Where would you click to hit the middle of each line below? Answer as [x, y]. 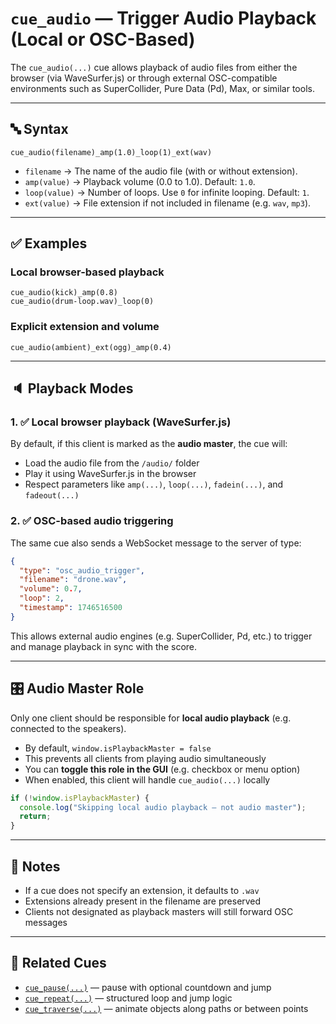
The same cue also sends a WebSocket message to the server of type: [156, 543]
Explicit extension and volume [85, 327]
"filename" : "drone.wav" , [73, 580]
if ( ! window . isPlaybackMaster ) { [80, 798]
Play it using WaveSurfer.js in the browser [110, 474]
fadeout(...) [52, 496]
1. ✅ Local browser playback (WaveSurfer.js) [121, 422]
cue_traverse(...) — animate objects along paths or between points [166, 1008]
